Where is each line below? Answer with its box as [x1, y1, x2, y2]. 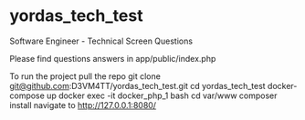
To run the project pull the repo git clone [9, 70, 162, 82]
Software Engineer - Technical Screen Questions [9, 35, 194, 46]
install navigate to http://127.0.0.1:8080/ [9, 99, 157, 110]
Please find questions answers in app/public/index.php [9, 53, 216, 64]
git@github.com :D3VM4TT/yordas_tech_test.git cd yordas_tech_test [9, 80, 267, 91]
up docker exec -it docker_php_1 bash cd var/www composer [47, 90, 278, 101]
